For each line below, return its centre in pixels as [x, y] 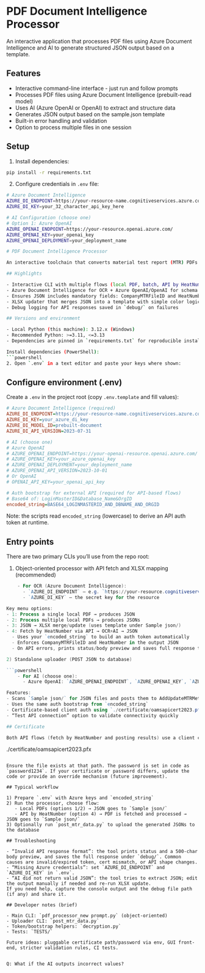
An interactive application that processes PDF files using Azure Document [99, 41]
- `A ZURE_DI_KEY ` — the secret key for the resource [91, 597]
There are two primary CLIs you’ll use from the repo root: [78, 557]
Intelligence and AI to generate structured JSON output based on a [90, 48]
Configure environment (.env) [64, 382]
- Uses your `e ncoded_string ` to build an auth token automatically [101, 637]
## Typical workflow [33, 788]
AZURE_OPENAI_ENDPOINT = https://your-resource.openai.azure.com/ [90, 229]
